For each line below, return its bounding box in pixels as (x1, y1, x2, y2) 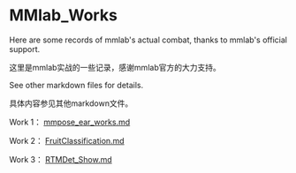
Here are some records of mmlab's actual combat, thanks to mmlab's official (9, 34, 287, 45)
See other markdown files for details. (9, 79, 144, 90)
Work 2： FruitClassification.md (9, 135, 125, 146)
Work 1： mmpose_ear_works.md (9, 117, 131, 127)
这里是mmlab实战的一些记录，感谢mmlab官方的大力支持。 (9, 62, 221, 72)
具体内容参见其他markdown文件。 (9, 98, 133, 109)
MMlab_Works (9, 5, 118, 26)
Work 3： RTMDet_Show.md (9, 154, 112, 164)
